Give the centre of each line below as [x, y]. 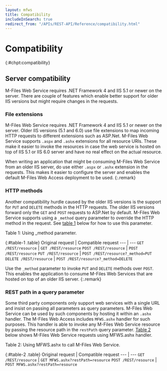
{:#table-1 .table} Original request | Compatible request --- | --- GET [74, 242]
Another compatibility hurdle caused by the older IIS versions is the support [83, 202]
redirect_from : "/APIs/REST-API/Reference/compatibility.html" [73, 24]
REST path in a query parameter [45, 292]
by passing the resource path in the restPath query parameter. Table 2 [78, 329]
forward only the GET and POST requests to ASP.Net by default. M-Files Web [83, 212]
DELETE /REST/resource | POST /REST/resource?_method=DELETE [69, 258]
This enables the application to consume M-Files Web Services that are [79, 273]
